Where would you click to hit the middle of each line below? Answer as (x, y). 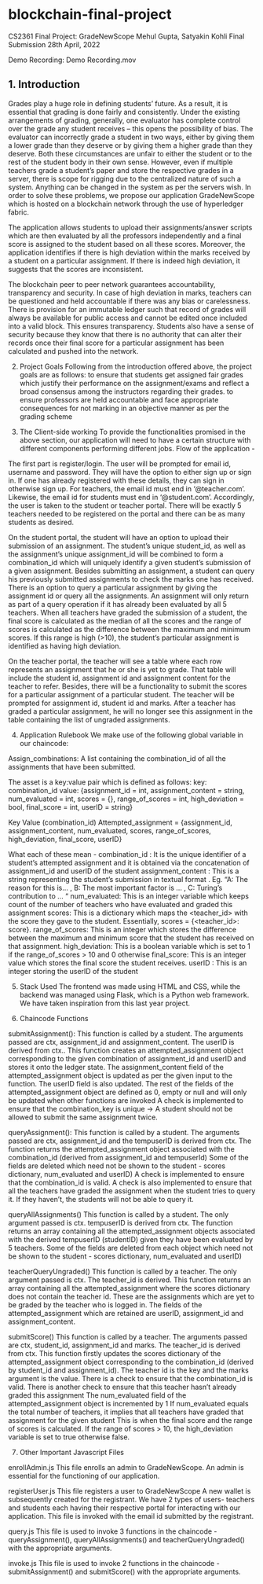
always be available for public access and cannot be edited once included (128, 318)
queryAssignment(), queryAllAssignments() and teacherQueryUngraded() (127, 1539)
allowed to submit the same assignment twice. (83, 1117)
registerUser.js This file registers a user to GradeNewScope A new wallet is (130, 1490)
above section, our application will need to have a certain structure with (135, 440)
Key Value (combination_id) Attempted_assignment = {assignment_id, (121, 822)
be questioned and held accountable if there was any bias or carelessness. (130, 301)
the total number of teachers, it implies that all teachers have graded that (126, 1412)
